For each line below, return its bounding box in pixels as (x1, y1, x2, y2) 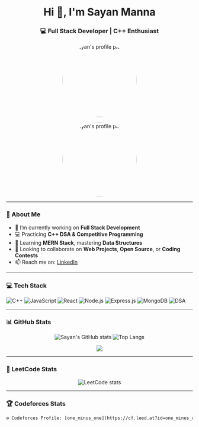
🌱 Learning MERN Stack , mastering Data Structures (14, 239, 143, 246)
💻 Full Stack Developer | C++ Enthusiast (40, 27, 159, 35)
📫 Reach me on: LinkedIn (14, 258, 78, 265)
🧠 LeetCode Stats (6, 365, 57, 374)
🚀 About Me (6, 210, 41, 219)
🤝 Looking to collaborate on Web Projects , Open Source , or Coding (14, 245, 181, 252)
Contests (14, 252, 38, 259)
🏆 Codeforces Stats (6, 399, 66, 407)
